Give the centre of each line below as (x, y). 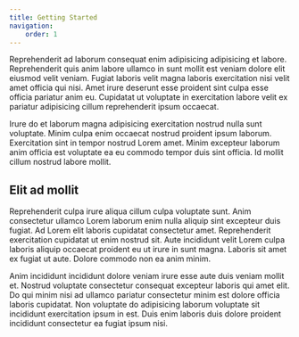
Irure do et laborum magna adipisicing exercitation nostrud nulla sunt (136, 124)
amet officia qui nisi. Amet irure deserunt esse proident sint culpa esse (139, 88)
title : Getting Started (54, 17)
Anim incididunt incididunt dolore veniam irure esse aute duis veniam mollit (147, 276)
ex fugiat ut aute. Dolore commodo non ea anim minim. (110, 259)
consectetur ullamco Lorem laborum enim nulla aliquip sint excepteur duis (145, 221)
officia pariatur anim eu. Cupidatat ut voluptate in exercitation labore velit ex (149, 97)
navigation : (31, 26)
